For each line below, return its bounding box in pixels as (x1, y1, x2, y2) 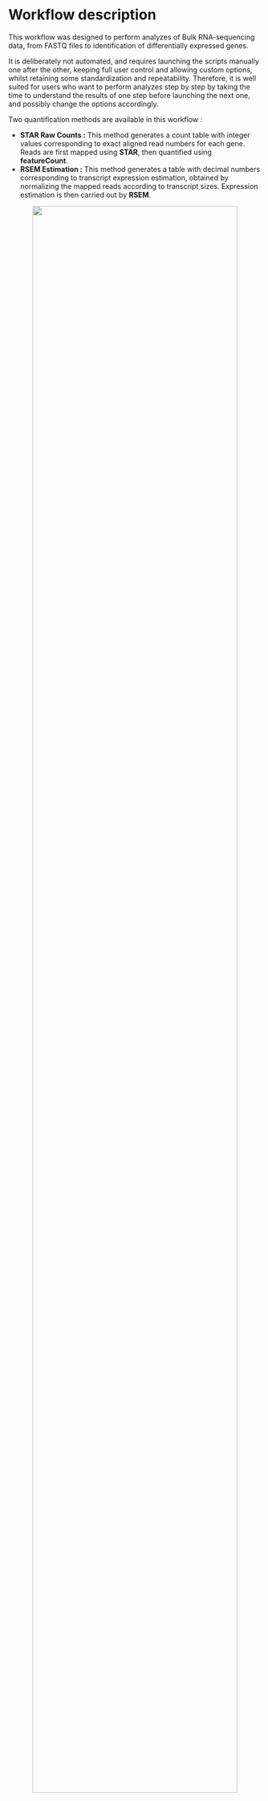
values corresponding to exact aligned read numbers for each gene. (19, 138, 246, 148)
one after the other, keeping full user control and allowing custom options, (8, 64, 253, 74)
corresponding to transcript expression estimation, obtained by (19, 173, 229, 182)
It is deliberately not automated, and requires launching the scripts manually (8, 56, 259, 66)
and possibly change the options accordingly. (8, 99, 159, 108)
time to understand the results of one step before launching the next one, (8, 90, 250, 100)
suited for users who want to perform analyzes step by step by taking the (8, 82, 250, 92)
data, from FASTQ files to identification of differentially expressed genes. (8, 40, 249, 50)
